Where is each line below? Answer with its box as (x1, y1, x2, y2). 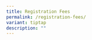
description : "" (6, 25, 46, 31)
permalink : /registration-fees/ (6, 14, 86, 20)
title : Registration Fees (6, 8, 70, 15)
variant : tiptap (6, 19, 46, 25)
